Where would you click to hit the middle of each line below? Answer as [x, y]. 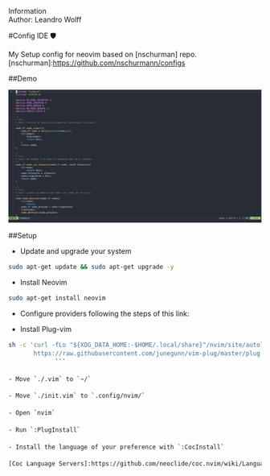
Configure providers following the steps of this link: [105, 314]
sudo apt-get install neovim [57, 298]
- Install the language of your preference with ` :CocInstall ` [117, 447]
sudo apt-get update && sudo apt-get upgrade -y [91, 267]
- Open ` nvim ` [32, 413]
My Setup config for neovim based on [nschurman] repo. [102, 54]
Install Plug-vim [46, 329]
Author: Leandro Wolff [45, 19]
